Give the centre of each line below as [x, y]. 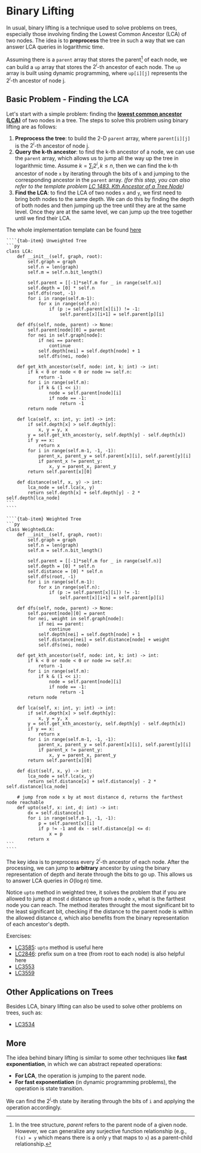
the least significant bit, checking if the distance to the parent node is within [100, 912]
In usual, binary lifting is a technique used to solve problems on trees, [92, 28]
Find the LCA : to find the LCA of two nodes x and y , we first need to [98, 193]
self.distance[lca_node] [37, 786]
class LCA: [20, 251]
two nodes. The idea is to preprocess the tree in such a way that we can [96, 40]
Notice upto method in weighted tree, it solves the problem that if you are [96, 893]
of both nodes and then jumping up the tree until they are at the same [100, 205]
